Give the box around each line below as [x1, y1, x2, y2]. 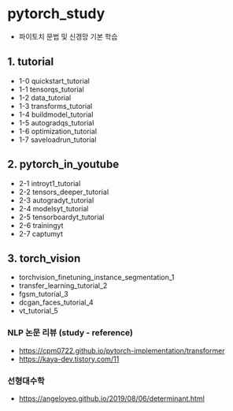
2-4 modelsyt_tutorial [18, 204, 89, 213]
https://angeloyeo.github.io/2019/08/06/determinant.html [18, 394, 205, 403]
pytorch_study [7, 5, 105, 23]
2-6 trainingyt [18, 220, 64, 230]
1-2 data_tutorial [18, 92, 72, 103]
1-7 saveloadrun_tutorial [18, 135, 97, 144]
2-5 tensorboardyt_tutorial [18, 212, 105, 222]
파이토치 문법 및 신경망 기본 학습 [18, 32, 118, 41]
